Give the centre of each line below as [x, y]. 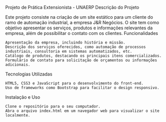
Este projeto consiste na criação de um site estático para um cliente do [79, 17]
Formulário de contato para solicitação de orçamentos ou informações [81, 60]
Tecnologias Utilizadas [29, 74]
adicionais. [18, 65]
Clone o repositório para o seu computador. [53, 106]
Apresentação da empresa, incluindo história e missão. [65, 43]
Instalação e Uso [23, 97]
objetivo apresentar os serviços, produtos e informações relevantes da [79, 28]
